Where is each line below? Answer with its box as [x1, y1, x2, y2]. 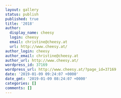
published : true [5, 16, 39, 21]
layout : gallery [5, 7, 39, 12]
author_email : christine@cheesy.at [5, 53, 79, 58]
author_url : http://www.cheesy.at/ [5, 58, 79, 63]
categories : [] [5, 81, 37, 86]
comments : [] [5, 85, 32, 91]
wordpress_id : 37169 [5, 62, 48, 67]
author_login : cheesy [5, 49, 50, 53]
